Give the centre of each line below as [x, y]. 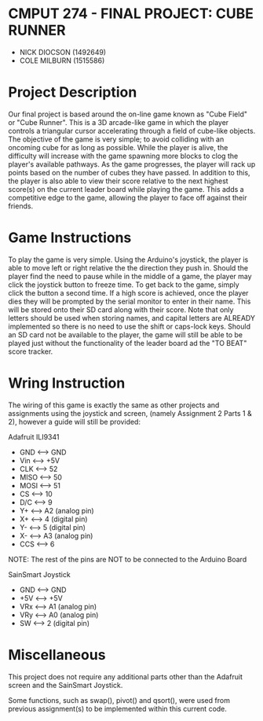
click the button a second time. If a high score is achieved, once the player [128, 292]
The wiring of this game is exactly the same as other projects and [114, 405]
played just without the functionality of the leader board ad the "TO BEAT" [128, 343]
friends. [21, 206]
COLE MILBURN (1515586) [62, 61]
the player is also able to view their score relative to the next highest [119, 181]
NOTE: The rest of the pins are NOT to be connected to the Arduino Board [128, 559]
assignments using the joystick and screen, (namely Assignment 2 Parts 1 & [130, 413]
